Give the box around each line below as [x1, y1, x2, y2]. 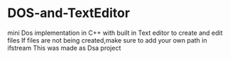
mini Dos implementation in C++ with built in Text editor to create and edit [7, 28, 223, 37]
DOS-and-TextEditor [7, 5, 130, 21]
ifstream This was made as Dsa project [7, 43, 121, 52]
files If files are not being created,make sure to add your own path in [7, 36, 207, 44]
